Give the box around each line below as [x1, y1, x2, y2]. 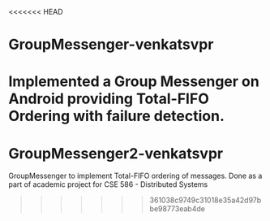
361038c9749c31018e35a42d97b [149, 195, 262, 206]
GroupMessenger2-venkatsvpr [8, 144, 224, 162]
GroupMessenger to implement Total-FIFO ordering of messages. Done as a [8, 171, 263, 181]
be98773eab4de [149, 204, 205, 214]
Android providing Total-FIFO [8, 89, 209, 108]
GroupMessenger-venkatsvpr [8, 36, 214, 54]
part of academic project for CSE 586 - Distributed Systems [8, 180, 208, 189]
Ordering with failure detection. [8, 107, 225, 125]
